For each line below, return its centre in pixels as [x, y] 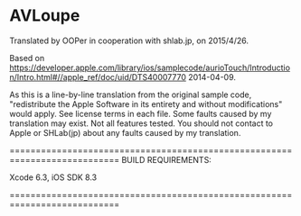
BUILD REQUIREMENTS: [167, 159]
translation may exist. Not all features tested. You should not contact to [141, 123]
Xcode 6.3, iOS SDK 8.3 [53, 177]
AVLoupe [45, 16]
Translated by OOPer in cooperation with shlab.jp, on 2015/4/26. [129, 40]
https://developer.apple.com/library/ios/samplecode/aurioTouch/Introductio [150, 67]
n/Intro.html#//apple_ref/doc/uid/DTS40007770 [98, 76]
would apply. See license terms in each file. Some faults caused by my [141, 113]
